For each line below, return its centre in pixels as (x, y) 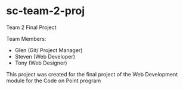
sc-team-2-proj (46, 11)
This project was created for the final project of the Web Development (92, 74)
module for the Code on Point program (54, 81)
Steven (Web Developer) (45, 56)
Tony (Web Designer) (41, 63)
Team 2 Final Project (31, 27)
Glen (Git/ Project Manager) (49, 50)
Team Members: (26, 38)
